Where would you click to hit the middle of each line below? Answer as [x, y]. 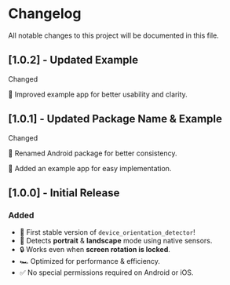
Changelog [45, 14]
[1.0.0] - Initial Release [64, 193]
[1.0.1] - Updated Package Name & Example [115, 119]
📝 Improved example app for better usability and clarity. [98, 94]
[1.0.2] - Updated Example [73, 60]
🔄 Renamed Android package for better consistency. [93, 153]
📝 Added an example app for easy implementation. [90, 168]
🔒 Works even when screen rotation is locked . [95, 250]
